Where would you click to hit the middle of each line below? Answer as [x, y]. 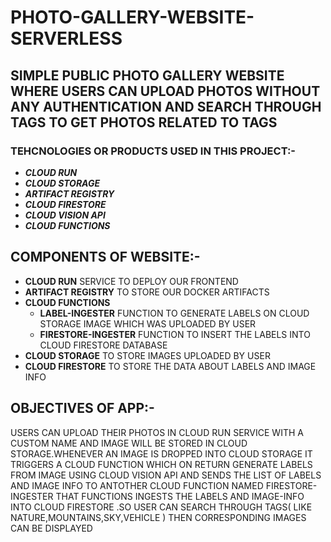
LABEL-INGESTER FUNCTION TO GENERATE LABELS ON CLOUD [174, 313]
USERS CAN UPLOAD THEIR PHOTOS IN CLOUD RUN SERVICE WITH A [157, 432]
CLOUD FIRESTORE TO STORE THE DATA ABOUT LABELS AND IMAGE [170, 366]
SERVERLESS [66, 38]
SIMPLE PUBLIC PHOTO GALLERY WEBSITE [147, 75]
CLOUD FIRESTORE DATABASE [103, 345]
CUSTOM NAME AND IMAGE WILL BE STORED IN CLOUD [129, 443]
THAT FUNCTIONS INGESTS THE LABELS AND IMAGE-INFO [180, 496]
